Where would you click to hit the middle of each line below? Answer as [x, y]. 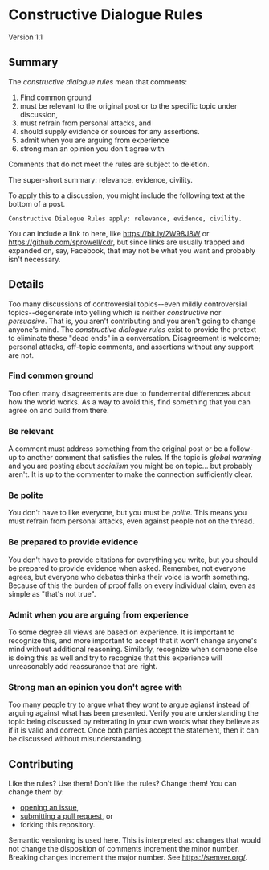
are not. [21, 355]
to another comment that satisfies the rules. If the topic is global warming [140, 458]
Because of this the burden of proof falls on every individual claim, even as [132, 585]
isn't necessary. [35, 259]
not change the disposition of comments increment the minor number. [124, 849]
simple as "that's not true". [52, 593]
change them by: [36, 792]
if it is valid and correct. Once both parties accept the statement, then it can [133, 730]
